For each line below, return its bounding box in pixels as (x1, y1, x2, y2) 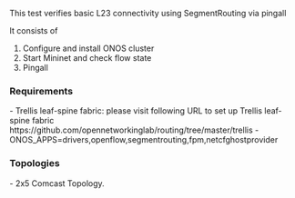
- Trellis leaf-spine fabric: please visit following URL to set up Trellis (9, 105, 262, 116)
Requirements (9, 84, 74, 97)
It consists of (9, 25, 58, 35)
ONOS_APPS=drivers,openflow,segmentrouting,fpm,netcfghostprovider (9, 134, 279, 145)
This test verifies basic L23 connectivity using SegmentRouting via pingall (9, 8, 287, 18)
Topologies (9, 157, 61, 170)
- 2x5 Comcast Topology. (9, 177, 105, 189)
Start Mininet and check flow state (22, 53, 152, 63)
